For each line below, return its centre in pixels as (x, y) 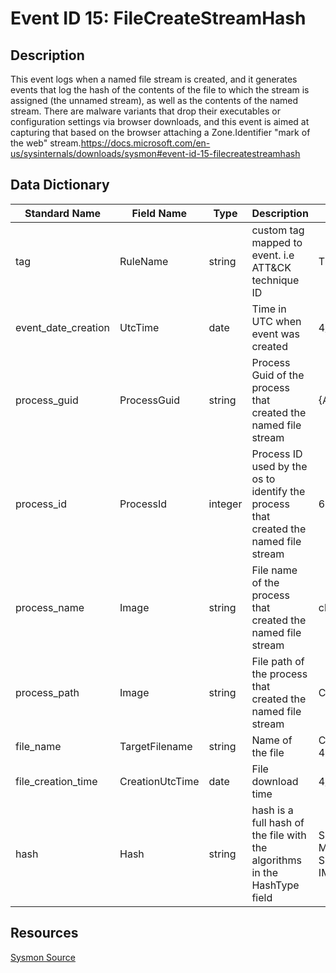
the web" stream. (46, 143)
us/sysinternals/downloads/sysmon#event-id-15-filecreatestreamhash (155, 153)
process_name (50, 607)
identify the (278, 491)
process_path (47, 692)
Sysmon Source (43, 957)
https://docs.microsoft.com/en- (145, 143)
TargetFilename (156, 746)
